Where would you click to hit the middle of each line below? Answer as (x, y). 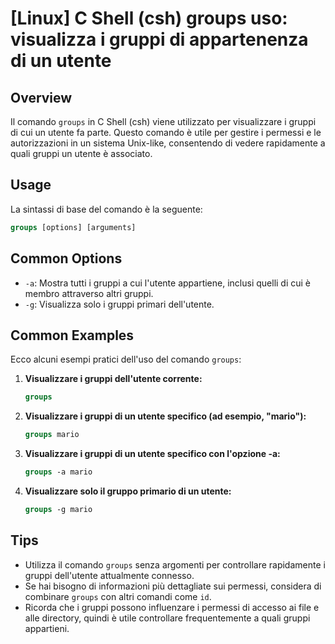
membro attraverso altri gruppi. (89, 293)
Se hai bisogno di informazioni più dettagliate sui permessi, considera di (173, 586)
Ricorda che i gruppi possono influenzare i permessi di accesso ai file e (172, 607)
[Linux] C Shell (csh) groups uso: (149, 18)
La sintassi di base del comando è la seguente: (106, 209)
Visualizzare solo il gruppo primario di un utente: (128, 491)
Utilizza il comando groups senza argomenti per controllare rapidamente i (175, 564)
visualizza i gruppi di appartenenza (159, 39)
